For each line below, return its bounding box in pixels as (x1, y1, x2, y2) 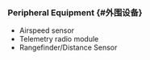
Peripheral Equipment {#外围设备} (7, 6, 143, 18)
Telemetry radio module (19, 34, 99, 44)
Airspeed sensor (19, 26, 74, 35)
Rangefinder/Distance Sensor (19, 42, 118, 53)
